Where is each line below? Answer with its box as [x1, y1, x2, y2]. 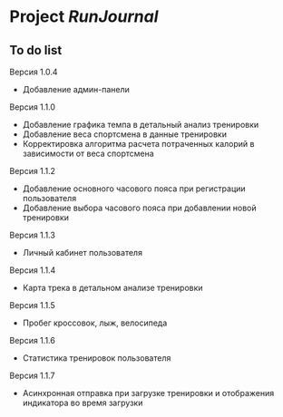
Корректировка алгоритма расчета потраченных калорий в [22, 139, 255, 149]
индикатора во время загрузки [22, 397, 143, 408]
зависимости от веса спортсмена [22, 148, 154, 159]
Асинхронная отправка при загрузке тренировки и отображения [22, 388, 275, 398]
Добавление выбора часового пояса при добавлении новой [22, 202, 257, 213]
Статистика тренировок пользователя [22, 353, 171, 364]
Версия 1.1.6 [9, 335, 56, 345]
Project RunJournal [9, 6, 159, 27]
